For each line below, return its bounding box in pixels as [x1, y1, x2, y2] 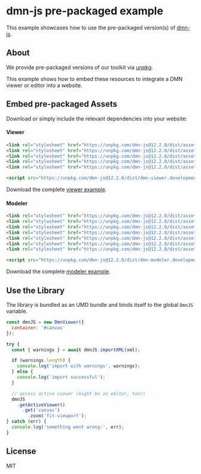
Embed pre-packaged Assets [6, 99, 118, 109]
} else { [11, 369, 33, 375]
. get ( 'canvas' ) [22, 407, 60, 413]
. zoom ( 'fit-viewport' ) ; [28, 413, 87, 419]
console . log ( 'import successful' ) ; [17, 375, 106, 381]
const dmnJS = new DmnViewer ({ [6, 319, 84, 325]
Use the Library [6, 285, 65, 295]
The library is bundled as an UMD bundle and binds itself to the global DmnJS [6, 301, 193, 309]
